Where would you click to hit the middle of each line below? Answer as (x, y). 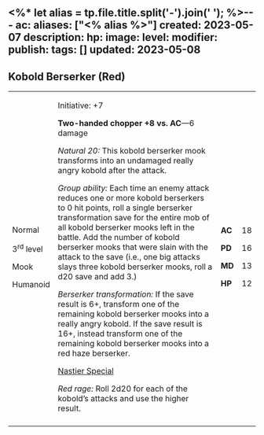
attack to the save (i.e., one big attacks (129, 257)
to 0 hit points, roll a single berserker (125, 208)
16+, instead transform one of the (120, 334)
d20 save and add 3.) (97, 277)
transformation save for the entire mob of (134, 218)
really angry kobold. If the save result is (130, 324)
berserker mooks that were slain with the (133, 247)
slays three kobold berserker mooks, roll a (135, 267)
